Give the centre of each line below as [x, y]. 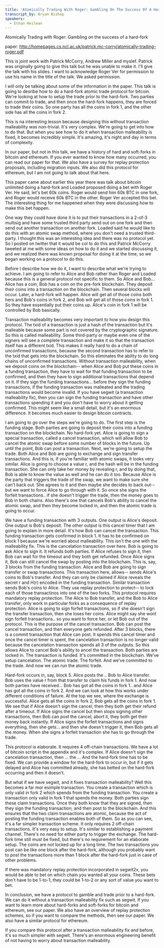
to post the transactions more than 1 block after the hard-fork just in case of [81, 855]
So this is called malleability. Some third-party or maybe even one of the [78, 335]
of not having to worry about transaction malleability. [58, 941]
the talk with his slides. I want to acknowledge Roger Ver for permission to [80, 72]
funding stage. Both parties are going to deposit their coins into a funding [79, 428]
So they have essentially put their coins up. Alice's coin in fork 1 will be [76, 305]
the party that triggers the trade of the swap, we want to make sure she [77, 480]
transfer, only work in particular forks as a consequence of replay [71, 603]
